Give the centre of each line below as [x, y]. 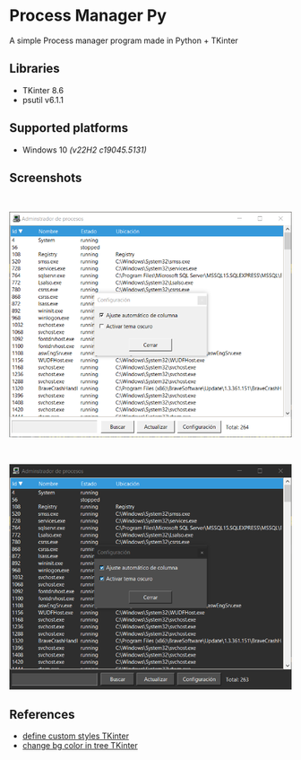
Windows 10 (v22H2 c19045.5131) [85, 150]
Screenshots [46, 177]
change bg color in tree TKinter [80, 746]
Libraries [34, 69]
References [42, 714]
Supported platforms [69, 128]
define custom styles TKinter [76, 736]
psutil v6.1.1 [43, 100]
